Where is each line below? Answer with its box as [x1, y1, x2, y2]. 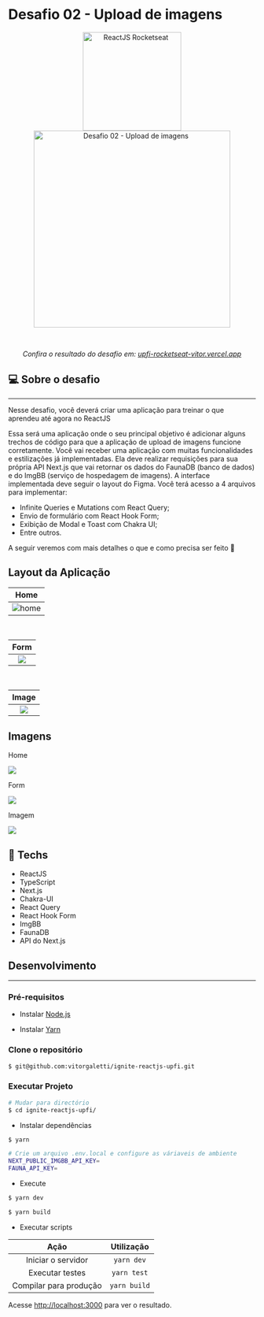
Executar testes [28, 1267, 86, 1278]
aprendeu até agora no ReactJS [8, 414, 112, 423]
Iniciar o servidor [26, 1254, 89, 1265]
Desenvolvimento [8, 959, 97, 972]
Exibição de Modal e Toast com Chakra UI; [19, 519, 158, 529]
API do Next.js [19, 936, 66, 946]
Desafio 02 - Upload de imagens [8, 6, 223, 24]
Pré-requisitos [8, 991, 64, 1002]
